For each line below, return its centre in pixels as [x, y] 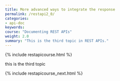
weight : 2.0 [17, 37]
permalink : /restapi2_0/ [30, 14]
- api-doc [15, 23]
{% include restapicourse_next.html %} [44, 73]
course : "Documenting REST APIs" [39, 32]
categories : [17, 18]
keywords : [15, 27]
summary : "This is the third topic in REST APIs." [57, 41]
